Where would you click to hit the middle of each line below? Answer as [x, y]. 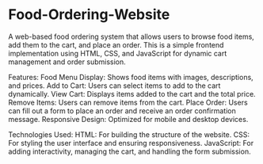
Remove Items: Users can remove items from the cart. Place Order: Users [128, 102]
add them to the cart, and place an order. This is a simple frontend [116, 44]
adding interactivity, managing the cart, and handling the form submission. [130, 151]
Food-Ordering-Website [89, 15]
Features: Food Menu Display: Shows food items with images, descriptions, [131, 77]
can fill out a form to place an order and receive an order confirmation [122, 111]
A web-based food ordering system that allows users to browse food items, [131, 36]
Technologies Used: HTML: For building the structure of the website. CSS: [129, 134]
